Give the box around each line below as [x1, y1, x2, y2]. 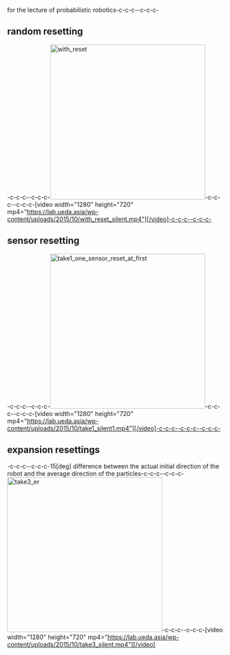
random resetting [7, 25, 83, 37]
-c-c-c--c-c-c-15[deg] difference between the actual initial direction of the [7, 462, 220, 470]
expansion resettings [7, 444, 101, 456]
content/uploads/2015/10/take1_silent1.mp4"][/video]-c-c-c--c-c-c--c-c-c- [7, 424, 221, 433]
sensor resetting [7, 235, 80, 247]
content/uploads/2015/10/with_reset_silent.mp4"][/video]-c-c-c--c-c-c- [7, 215, 212, 223]
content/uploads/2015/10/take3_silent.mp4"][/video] [7, 641, 156, 649]
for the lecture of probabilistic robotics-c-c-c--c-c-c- [7, 6, 160, 14]
